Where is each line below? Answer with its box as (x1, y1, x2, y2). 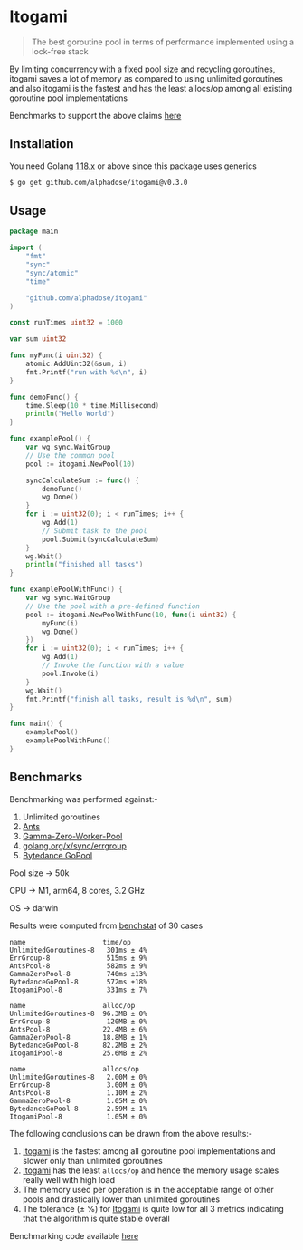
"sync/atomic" (25, 268, 79, 277)
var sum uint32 (9, 334, 67, 344)
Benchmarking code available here (9, 1230, 139, 1241)
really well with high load (22, 1174, 116, 1185)
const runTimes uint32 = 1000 (9, 318, 124, 327)
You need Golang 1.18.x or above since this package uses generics (9, 160, 258, 171)
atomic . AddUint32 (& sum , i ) (25, 360, 128, 369)
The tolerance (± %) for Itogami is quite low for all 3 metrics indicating (22, 1203, 284, 1214)
